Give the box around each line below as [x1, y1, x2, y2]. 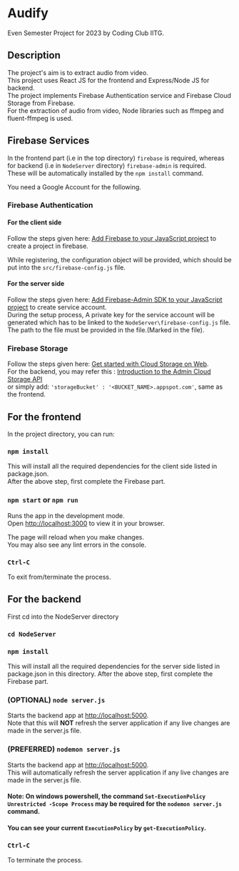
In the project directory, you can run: [7, 430, 115, 438]
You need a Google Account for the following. [7, 182, 141, 191]
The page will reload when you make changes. [7, 532, 145, 541]
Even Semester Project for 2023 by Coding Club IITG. [7, 29, 164, 37]
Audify [7, 5, 49, 21]
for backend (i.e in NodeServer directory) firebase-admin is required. [7, 161, 207, 169]
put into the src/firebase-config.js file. [7, 263, 126, 272]
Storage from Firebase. [7, 99, 76, 107]
